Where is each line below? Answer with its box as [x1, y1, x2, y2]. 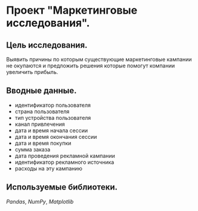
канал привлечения [14, 120, 65, 128]
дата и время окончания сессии [14, 133, 97, 140]
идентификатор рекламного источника [14, 159, 115, 166]
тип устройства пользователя [14, 114, 91, 121]
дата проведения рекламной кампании [14, 152, 115, 159]
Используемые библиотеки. [6, 182, 118, 193]
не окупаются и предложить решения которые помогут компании [6, 62, 175, 69]
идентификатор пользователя [14, 101, 91, 108]
